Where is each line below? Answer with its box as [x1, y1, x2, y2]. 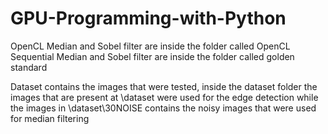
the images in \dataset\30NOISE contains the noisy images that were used [10, 102, 317, 114]
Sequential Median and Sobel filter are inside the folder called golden [10, 50, 295, 62]
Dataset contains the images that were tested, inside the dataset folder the [10, 80, 318, 92]
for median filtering [10, 112, 90, 124]
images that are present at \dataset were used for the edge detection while [10, 91, 319, 103]
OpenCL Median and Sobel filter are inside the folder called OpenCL [10, 40, 291, 52]
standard [10, 61, 48, 73]
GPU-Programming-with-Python [10, 7, 287, 30]
